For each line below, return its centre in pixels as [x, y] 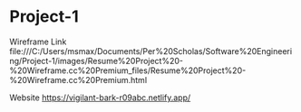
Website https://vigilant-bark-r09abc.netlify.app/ [100, 98]
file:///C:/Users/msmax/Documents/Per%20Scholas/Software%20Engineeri [151, 51]
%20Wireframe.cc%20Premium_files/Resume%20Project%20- [128, 70]
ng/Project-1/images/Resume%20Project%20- [97, 61]
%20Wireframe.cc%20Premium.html [78, 79]
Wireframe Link [38, 42]
